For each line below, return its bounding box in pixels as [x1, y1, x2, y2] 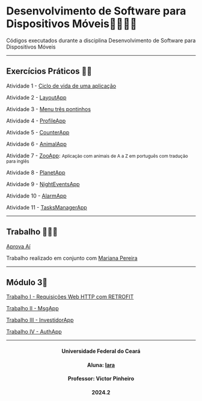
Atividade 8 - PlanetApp [6, 169, 66, 176]
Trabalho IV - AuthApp [6, 328, 62, 336]
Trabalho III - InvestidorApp [6, 316, 74, 324]
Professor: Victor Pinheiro [67, 375, 135, 382]
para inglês [6, 158, 29, 164]
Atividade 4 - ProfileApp [6, 117, 66, 124]
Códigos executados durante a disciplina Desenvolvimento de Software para [6, 37, 196, 44]
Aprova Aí [6, 243, 31, 250]
